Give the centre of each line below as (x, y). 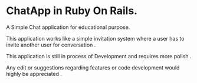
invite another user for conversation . (51, 45)
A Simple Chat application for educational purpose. (68, 27)
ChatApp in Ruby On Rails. (72, 11)
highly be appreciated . (34, 74)
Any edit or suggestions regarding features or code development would (93, 67)
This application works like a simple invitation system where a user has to (95, 38)
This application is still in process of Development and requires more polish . (99, 56)
